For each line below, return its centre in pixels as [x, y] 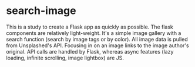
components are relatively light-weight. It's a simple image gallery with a [94, 33]
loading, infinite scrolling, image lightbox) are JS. [65, 58]
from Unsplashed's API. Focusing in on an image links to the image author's [97, 45]
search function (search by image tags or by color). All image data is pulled [97, 39]
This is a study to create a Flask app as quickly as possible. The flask [90, 27]
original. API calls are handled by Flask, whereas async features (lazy [90, 51]
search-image [41, 11]
